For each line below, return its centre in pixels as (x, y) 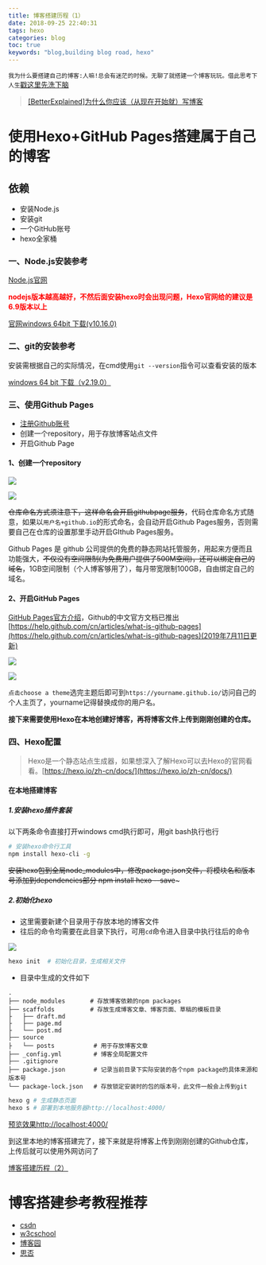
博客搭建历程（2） (39, 1168)
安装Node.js (39, 209)
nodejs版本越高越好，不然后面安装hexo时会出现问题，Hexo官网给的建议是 (131, 297)
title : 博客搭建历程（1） (46, 16)
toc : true (25, 45)
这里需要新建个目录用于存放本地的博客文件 (89, 921)
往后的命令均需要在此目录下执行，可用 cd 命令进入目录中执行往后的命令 (135, 931)
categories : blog (37, 38)
